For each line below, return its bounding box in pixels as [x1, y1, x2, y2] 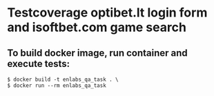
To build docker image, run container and [7, 47, 188, 59]
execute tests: [7, 57, 70, 70]
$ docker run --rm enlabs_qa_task [7, 82, 107, 89]
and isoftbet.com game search [7, 19, 186, 35]
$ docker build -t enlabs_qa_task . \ [7, 76, 119, 83]
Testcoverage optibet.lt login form [7, 5, 208, 21]
